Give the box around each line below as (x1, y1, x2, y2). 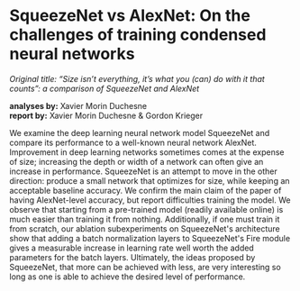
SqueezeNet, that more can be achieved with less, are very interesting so (9, 261, 281, 272)
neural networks (9, 44, 135, 64)
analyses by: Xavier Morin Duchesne (9, 100, 148, 111)
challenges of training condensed (9, 24, 267, 45)
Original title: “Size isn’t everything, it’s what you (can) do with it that (9, 73, 266, 84)
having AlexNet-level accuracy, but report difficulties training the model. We (9, 195, 291, 205)
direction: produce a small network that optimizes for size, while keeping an (9, 175, 290, 186)
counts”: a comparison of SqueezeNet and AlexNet (9, 83, 200, 94)
